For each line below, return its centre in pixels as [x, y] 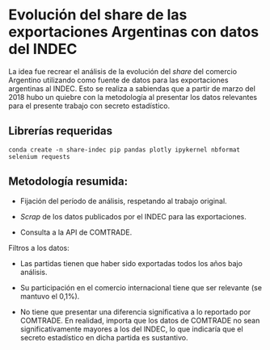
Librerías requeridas [61, 131]
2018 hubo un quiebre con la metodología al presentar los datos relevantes [133, 97]
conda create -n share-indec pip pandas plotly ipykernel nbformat [124, 150]
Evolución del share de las [98, 15]
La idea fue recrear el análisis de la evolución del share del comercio [122, 71]
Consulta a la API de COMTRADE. [76, 232]
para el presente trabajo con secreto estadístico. [89, 106]
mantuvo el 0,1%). [50, 296]
